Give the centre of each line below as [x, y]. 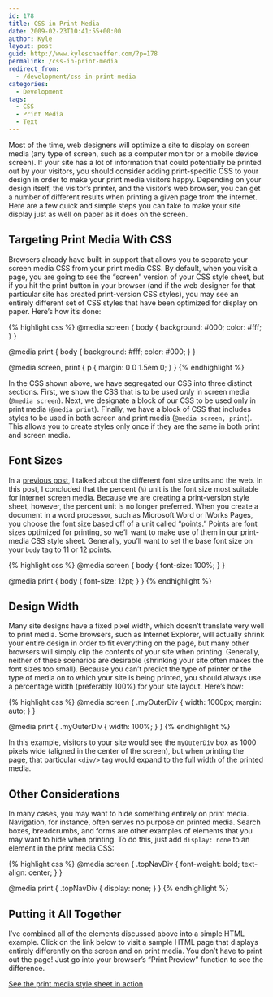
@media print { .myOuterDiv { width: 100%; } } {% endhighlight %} [119, 727]
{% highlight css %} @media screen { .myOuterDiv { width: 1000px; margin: [135, 702]
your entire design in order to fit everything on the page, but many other [129, 643]
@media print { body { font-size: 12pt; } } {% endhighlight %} [110, 581]
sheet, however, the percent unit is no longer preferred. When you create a [133, 506]
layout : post [30, 46]
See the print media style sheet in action [76, 984]
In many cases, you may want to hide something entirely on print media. [129, 814]
